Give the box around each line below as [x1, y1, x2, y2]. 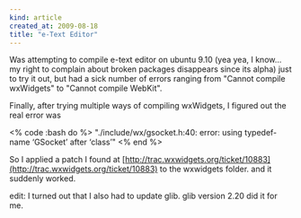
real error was [9, 109, 61, 121]
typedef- [243, 127, 278, 138]
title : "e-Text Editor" [9, 30, 99, 39]
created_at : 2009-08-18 [9, 22, 99, 31]
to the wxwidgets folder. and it [159, 163, 272, 175]
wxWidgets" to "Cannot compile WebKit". [9, 83, 163, 94]
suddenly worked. [9, 173, 76, 184]
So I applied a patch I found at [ [9, 154, 126, 165]
